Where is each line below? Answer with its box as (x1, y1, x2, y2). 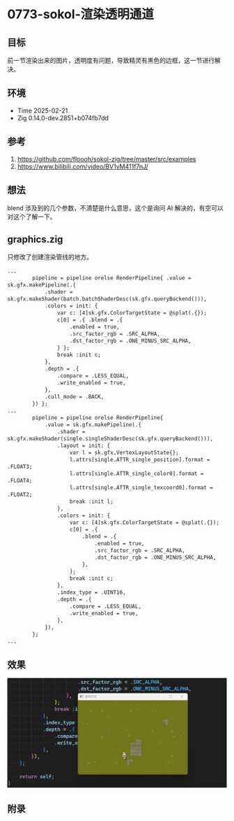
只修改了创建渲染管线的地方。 (7, 253, 93, 261)
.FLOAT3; (7, 463, 33, 470)
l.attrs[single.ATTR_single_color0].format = (69, 470, 204, 477)
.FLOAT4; (7, 477, 33, 484)
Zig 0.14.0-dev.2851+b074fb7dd (17, 113, 109, 122)
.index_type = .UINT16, (56, 589, 127, 596)
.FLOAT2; (7, 491, 33, 498)
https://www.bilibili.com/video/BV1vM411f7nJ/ (17, 162, 148, 170)
